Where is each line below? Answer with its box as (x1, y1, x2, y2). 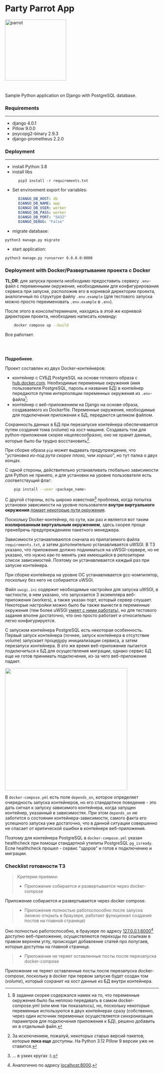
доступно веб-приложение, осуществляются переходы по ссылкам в (5, 933, 151, 939)
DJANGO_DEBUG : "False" (18, 219, 64, 224)
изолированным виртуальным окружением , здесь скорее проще (5, 522, 145, 527)
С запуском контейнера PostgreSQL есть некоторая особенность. (5, 627, 143, 633)
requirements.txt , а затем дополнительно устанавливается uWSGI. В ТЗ (5, 541, 155, 547)
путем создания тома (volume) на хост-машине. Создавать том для (5, 426, 146, 433)
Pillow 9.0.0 (12, 126, 36, 131)
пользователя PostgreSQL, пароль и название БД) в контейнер (12, 385, 144, 391)
